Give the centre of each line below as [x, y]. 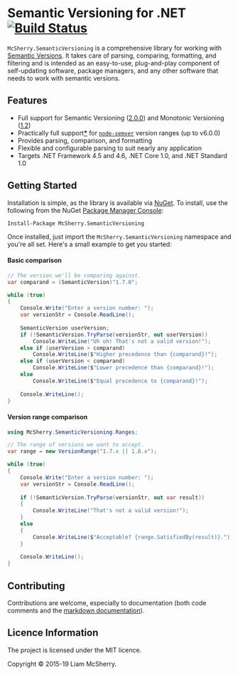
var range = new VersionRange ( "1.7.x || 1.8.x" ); [82, 451]
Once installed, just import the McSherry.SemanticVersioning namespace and [119, 236]
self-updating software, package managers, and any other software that [113, 70]
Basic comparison [34, 261]
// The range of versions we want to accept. [76, 445]
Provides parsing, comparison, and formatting [85, 140]
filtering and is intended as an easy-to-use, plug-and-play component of [114, 63]
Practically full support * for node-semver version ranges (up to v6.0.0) [119, 132]
